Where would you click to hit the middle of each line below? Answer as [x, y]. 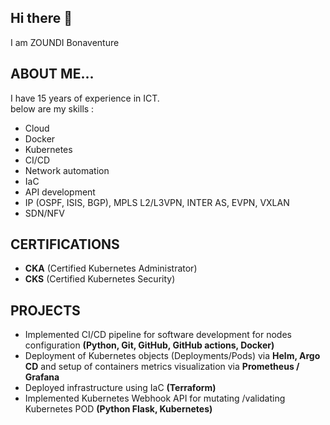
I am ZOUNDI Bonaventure [65, 42]
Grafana [42, 377]
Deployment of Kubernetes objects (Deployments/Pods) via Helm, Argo [172, 356]
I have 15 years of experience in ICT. [85, 98]
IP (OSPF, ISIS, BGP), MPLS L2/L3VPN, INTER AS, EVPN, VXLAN [157, 202]
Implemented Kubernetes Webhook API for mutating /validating [155, 398]
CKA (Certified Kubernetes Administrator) [111, 268]
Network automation [67, 170]
